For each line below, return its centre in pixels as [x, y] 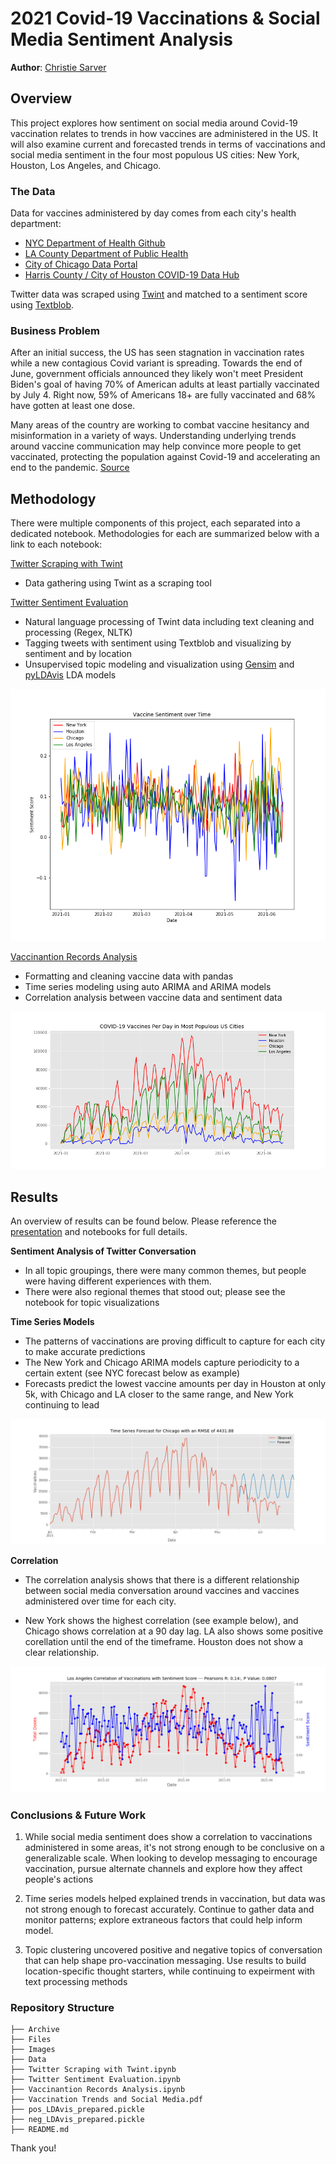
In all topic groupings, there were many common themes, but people [165, 1271]
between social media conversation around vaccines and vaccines [162, 1591]
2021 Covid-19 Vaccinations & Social [165, 18]
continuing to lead [62, 1405]
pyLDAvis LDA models [70, 675]
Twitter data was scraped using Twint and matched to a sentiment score [159, 294]
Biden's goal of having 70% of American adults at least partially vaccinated [165, 384]
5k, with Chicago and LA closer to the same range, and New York [159, 1394]
